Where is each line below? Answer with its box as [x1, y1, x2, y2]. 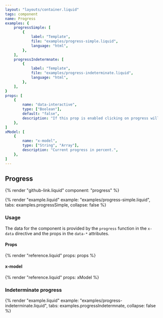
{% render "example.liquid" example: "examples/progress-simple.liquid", [5, 197, 150, 203]
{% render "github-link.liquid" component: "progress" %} [5, 187, 120, 193]
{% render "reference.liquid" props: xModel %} [5, 275, 99, 281]
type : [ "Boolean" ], [22, 107, 62, 112]
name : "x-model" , [22, 138, 57, 144]
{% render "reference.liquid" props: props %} [5, 252, 96, 258]
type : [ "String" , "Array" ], [22, 143, 79, 148]
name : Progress [5, 16, 36, 21]
